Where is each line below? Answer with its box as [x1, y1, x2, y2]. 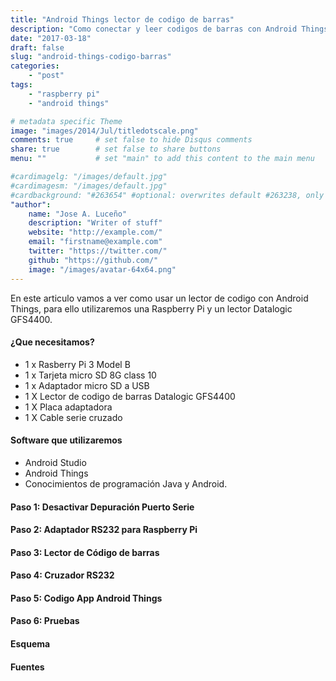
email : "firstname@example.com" [28, 237, 163, 247]
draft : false [10, 42, 65, 53]
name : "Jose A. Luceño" [28, 209, 128, 219]
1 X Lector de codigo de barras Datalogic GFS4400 [24, 390, 236, 402]
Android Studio [24, 456, 87, 468]
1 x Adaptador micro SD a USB [24, 379, 150, 391]
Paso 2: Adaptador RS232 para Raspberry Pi [10, 524, 198, 536]
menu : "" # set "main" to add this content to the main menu [10, 154, 315, 164]
